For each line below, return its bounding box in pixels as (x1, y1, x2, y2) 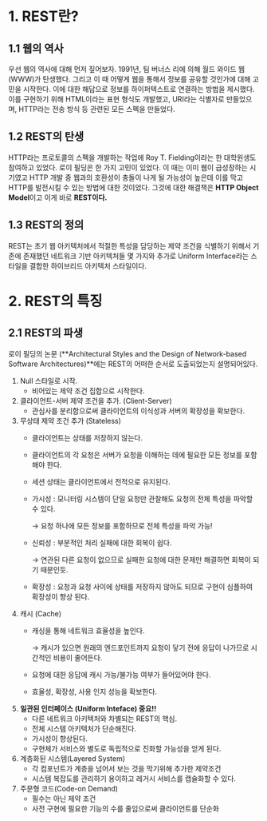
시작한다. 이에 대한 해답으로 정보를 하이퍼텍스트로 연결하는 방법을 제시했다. (22, 85, 255, 94)
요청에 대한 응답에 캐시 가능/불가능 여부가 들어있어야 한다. (31, 669, 211, 680)
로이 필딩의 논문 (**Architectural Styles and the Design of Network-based (8, 349, 247, 358)
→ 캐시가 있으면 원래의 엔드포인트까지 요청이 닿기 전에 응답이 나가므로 (31, 643, 249, 652)
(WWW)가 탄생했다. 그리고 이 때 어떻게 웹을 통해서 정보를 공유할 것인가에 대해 (8, 74, 251, 84)
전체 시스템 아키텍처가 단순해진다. (31, 723, 137, 733)
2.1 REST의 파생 (8, 326, 84, 340)
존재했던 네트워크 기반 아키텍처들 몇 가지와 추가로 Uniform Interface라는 (22, 251, 249, 261)
